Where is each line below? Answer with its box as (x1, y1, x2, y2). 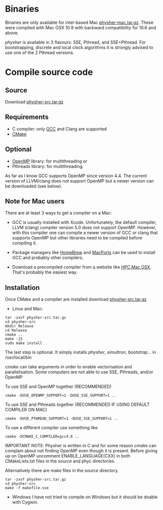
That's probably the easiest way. (12, 269, 78, 275)
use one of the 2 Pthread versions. (5, 50, 74, 55)
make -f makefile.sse (5, 486, 49, 491)
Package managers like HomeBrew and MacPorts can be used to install (12, 250, 156, 255)
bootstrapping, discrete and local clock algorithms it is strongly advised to (5, 44, 153, 50)
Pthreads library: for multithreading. (12, 163, 84, 169)
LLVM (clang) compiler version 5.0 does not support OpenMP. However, (12, 225, 157, 231)
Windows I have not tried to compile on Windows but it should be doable (12, 494, 158, 500)
